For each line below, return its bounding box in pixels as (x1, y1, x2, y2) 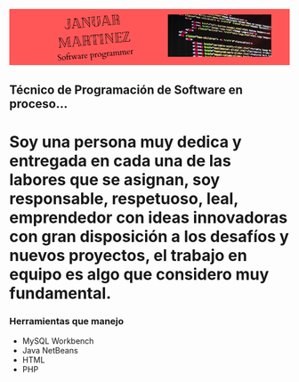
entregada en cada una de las (9, 151, 231, 171)
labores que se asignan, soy (9, 170, 221, 191)
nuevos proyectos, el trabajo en (9, 246, 247, 266)
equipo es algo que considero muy (9, 264, 270, 285)
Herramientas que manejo (9, 315, 125, 328)
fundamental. (9, 283, 112, 304)
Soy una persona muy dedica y (9, 132, 242, 152)
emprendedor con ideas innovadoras (9, 207, 288, 228)
